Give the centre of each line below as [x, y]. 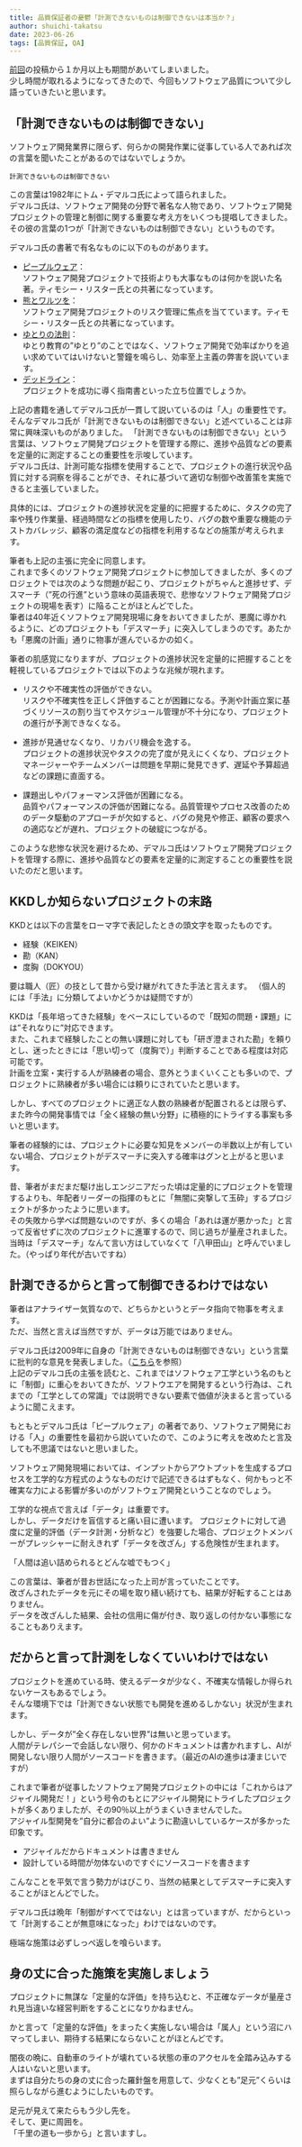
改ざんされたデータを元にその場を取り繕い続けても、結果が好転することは [147, 1593]
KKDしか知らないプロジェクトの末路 [111, 902]
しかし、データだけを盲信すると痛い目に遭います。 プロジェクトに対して [144, 1521]
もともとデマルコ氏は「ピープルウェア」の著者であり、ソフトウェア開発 [142, 1426]
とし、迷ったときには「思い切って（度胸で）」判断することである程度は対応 [149, 1050]
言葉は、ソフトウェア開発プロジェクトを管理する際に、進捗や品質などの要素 [151, 443]
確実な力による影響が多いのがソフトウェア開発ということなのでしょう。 [143, 1490]
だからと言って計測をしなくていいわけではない [139, 1658]
